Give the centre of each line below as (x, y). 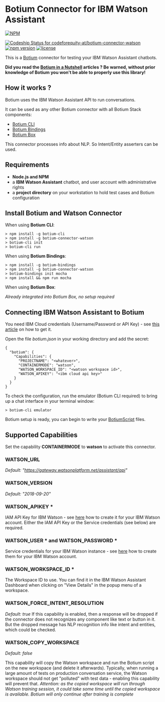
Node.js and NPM (31, 176)
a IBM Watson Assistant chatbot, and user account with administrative (84, 182)
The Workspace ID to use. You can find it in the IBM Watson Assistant (76, 580)
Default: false (19, 653)
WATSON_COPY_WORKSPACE (42, 642)
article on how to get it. (29, 329)
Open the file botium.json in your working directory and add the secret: (77, 339)
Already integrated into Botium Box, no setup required (60, 297)
